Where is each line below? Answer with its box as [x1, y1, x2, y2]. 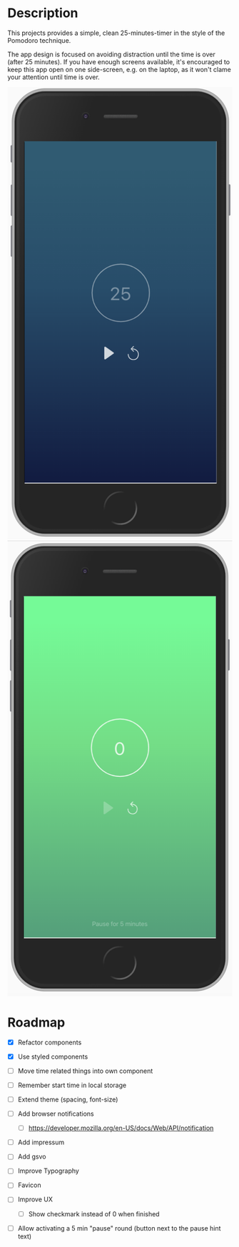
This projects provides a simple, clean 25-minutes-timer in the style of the [7, 29, 225, 37]
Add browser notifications [17, 1109, 94, 1118]
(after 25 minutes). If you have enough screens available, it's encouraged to [7, 57, 230, 66]
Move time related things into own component [17, 1067, 153, 1075]
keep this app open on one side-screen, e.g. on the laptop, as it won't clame [7, 65, 232, 73]
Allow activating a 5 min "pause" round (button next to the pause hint [17, 1223, 221, 1232]
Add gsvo [17, 1152, 46, 1161]
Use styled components [17, 1052, 88, 1061]
